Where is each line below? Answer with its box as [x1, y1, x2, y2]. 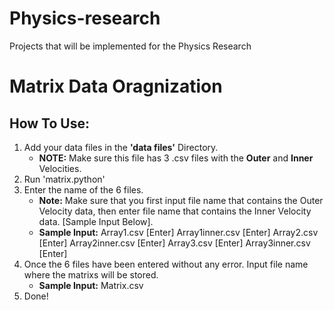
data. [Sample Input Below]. [38, 215, 154, 227]
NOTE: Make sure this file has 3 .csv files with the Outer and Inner [38, 152, 314, 164]
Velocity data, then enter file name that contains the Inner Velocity [38, 205, 312, 217]
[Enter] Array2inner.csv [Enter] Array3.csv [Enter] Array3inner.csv [38, 237, 311, 249]
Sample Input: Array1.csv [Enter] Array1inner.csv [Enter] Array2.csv [38, 226, 319, 238]
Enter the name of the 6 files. [23, 183, 144, 196]
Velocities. [38, 162, 82, 174]
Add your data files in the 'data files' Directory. [23, 141, 219, 153]
